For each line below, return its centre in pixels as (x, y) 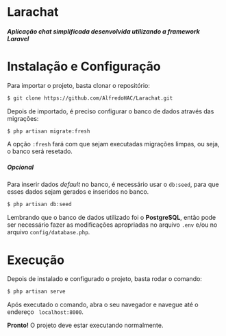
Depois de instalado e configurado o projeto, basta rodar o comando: (104, 279)
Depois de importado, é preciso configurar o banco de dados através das (111, 111)
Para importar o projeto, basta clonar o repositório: (79, 85)
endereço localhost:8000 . (46, 312)
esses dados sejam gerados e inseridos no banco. (78, 192)
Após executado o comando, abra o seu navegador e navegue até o (103, 305)
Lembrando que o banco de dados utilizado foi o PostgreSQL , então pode (112, 218)
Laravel (18, 38)
